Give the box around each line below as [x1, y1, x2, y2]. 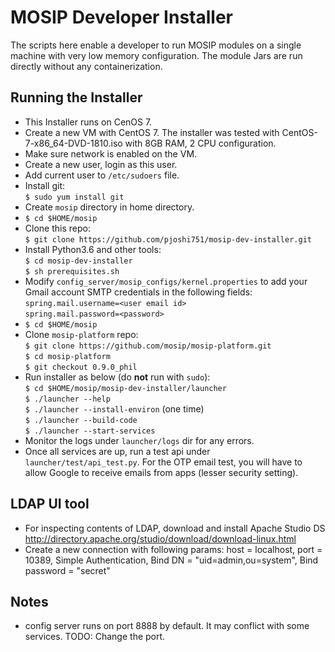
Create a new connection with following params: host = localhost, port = [24, 543, 323, 555]
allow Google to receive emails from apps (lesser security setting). [24, 466, 299, 478]
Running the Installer [10, 89, 143, 106]
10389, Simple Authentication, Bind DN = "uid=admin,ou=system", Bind [24, 554, 319, 566]
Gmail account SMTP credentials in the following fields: [24, 286, 253, 298]
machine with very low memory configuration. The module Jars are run [10, 49, 303, 61]
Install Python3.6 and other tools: [24, 243, 162, 255]
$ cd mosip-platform [24, 351, 111, 361]
